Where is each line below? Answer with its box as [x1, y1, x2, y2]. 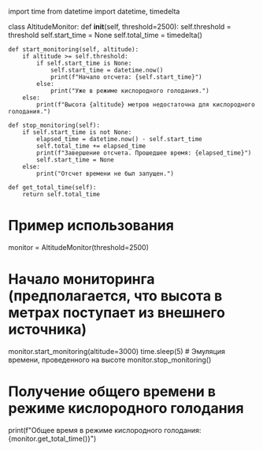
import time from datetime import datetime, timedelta [8, 7, 180, 16]
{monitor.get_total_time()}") [8, 434, 97, 443]
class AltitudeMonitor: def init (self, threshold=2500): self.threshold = [8, 22, 232, 31]
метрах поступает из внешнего [8, 304, 226, 322]
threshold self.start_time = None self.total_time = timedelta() [8, 31, 203, 39]
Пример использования [8, 217, 175, 235]
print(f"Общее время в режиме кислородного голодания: [8, 425, 202, 434]
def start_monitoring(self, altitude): [8, 46, 139, 54]
